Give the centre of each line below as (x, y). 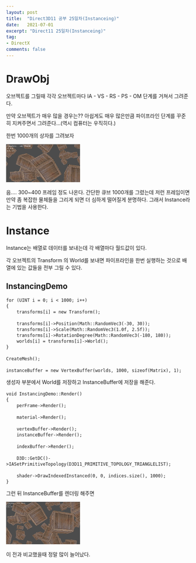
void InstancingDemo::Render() (44, 394)
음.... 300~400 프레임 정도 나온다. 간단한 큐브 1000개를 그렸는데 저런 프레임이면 (98, 192)
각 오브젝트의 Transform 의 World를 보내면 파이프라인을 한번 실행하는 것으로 (94, 260)
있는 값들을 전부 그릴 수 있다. (49, 267)
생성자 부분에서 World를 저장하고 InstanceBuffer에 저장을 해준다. (81, 382)
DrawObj (28, 79)
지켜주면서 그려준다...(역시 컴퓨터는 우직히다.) (64, 123)
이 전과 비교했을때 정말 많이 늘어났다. (48, 554)
